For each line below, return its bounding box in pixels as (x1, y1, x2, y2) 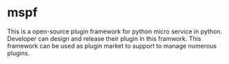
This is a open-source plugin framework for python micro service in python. (7, 27, 223, 35)
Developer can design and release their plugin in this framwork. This (7, 34, 201, 42)
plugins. (7, 49, 30, 57)
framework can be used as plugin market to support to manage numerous (7, 42, 217, 50)
